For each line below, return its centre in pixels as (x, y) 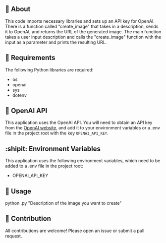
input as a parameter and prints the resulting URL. (56, 42)
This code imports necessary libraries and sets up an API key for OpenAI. (80, 21)
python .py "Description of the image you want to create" (63, 203)
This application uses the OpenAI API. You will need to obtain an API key (79, 122)
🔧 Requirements (30, 58)
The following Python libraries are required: (49, 69)
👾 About (18, 9)
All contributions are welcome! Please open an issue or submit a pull (75, 231)
